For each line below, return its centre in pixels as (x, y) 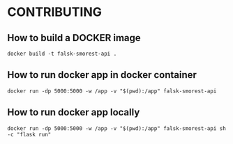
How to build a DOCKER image (74, 38)
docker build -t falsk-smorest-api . (62, 54)
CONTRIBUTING (55, 12)
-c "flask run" (29, 134)
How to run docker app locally (74, 112)
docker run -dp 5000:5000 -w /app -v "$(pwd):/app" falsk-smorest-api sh (117, 128)
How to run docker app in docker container (102, 75)
